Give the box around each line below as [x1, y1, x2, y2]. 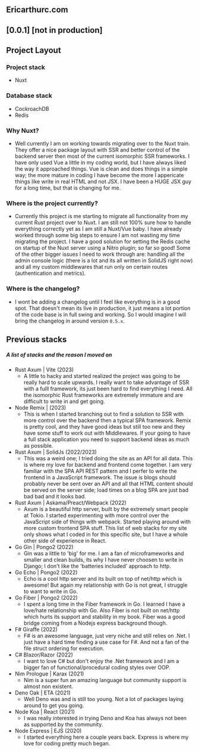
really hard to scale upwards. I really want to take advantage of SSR [23, 379, 189, 386]
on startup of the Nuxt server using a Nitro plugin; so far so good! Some [14, 244, 191, 252]
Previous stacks [6, 334, 67, 345]
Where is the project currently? [6, 199, 98, 207]
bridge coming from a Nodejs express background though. [23, 619, 168, 627]
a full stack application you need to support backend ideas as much [23, 436, 190, 443]
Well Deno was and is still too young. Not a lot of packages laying [23, 696, 184, 703]
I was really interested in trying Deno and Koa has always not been [23, 715, 187, 722]
